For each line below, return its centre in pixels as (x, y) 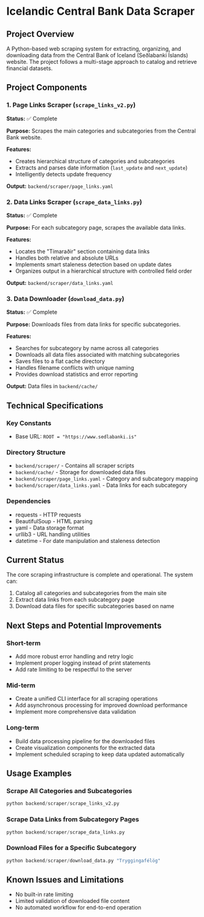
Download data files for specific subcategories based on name (95, 606)
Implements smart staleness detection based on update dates (93, 264)
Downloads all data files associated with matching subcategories (97, 355)
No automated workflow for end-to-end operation (78, 908)
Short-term (24, 643)
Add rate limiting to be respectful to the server (74, 669)
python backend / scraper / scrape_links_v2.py (63, 804)
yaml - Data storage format (49, 528)
